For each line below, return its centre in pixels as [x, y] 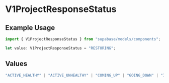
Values [16, 64]
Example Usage [30, 28]
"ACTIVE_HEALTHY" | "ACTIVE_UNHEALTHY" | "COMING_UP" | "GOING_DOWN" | [82, 75]
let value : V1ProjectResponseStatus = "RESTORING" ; [60, 48]
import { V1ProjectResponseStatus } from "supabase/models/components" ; [83, 39]
